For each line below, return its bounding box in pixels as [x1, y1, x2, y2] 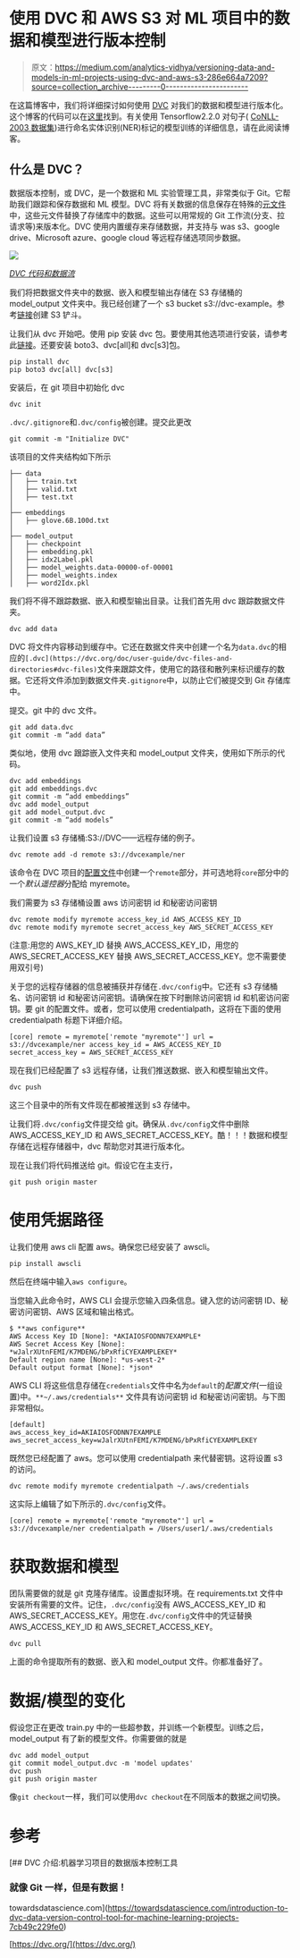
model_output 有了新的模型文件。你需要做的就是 [9, 1733, 187, 1743]
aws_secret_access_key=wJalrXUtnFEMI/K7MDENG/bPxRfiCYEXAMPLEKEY [9, 1436, 257, 1445]
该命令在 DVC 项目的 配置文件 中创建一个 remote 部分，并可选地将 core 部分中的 [9, 866, 289, 877]
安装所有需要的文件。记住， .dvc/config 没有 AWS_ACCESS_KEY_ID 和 [9, 1599, 266, 1609]
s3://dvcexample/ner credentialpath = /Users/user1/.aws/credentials [9, 1523, 274, 1533]
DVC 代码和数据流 [9, 267, 75, 278]
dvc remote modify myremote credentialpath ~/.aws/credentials [9, 1481, 250, 1490]
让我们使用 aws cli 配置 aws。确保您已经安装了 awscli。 [9, 1241, 215, 1252]
